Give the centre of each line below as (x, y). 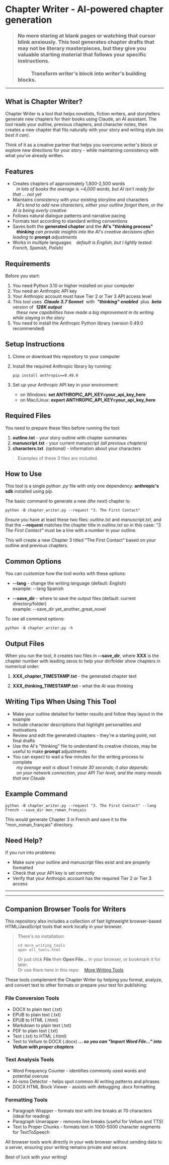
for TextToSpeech (31, 1132)
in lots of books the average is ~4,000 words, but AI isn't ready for (86, 189)
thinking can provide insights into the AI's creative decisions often (85, 232)
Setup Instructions (35, 344)
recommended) (28, 328)
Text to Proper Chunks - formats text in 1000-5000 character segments (87, 1127)
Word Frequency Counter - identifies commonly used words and (79, 1071)
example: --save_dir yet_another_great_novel (59, 609)
